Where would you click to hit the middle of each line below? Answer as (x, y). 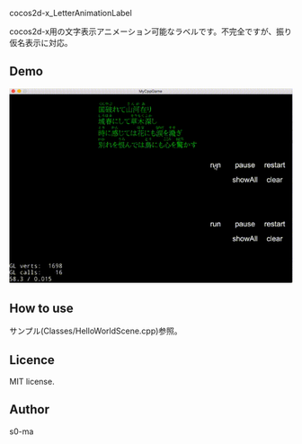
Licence (32, 360)
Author (29, 409)
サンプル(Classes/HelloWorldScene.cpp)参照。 (96, 331)
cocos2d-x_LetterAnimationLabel (71, 13)
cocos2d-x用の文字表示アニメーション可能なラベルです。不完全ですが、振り (151, 31)
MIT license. (32, 381)
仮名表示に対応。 (41, 43)
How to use (41, 308)
